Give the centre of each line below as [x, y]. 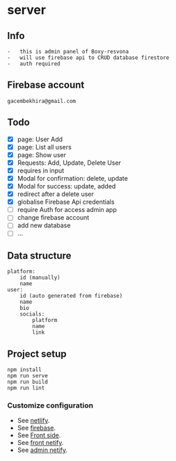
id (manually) [40, 278]
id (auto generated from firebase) [71, 296]
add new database [44, 225]
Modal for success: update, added [66, 186]
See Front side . [39, 435]
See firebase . [36, 428]
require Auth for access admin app [67, 210]
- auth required [34, 64]
